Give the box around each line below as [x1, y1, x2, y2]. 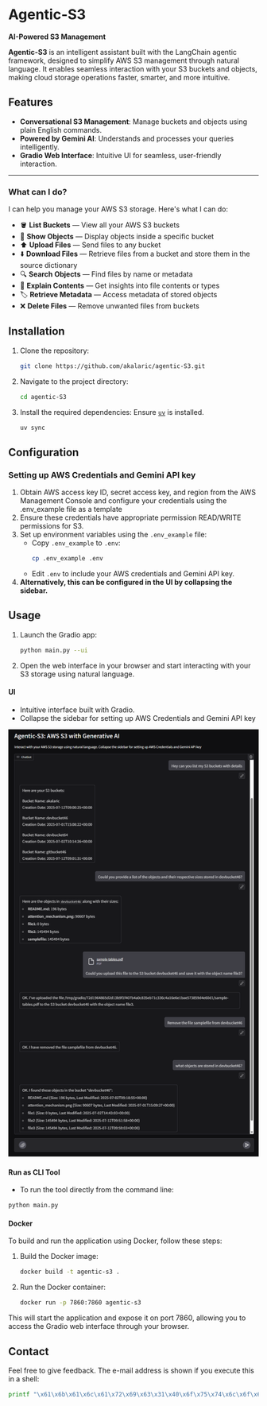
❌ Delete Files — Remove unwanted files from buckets [19, 301, 200, 311]
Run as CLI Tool [8, 1167, 60, 1177]
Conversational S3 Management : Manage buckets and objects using [19, 117, 248, 126]
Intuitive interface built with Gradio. [19, 705, 135, 715]
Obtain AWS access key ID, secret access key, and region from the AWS [19, 487, 257, 498]
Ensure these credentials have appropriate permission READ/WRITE [19, 513, 242, 522]
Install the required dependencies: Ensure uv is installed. [19, 407, 204, 416]
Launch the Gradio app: [19, 629, 98, 639]
